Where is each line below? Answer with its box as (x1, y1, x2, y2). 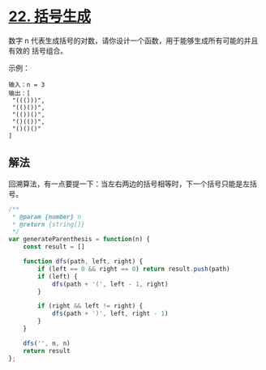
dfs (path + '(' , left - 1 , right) (51, 280, 169, 288)
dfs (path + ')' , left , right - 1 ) (51, 309, 169, 318)
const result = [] (23, 243, 85, 251)
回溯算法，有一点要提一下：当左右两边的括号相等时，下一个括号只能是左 (8, 179, 250, 189)
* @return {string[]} (11, 220, 85, 228)
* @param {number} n (11, 212, 82, 221)
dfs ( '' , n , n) (23, 339, 71, 347)
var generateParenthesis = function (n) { (8, 236, 151, 244)
